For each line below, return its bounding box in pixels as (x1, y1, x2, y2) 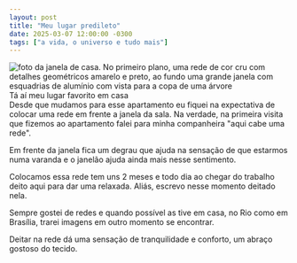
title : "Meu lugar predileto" (9, 21, 121, 30)
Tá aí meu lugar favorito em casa (9, 90, 129, 101)
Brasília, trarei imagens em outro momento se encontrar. (9, 217, 215, 228)
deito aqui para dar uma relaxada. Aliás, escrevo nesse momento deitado (9, 181, 277, 191)
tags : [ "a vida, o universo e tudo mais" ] (9, 37, 168, 47)
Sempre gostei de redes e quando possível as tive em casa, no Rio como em (9, 207, 288, 218)
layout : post (9, 12, 58, 22)
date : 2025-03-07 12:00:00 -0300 (9, 29, 133, 38)
